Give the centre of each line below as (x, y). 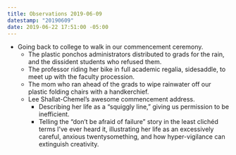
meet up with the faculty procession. (81, 77)
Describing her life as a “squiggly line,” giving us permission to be (134, 107)
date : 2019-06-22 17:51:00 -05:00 (58, 27)
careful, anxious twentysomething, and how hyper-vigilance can (132, 137)
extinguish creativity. (69, 144)
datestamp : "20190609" (41, 20)
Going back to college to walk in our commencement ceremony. (110, 47)
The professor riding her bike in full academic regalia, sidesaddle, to (127, 69)
